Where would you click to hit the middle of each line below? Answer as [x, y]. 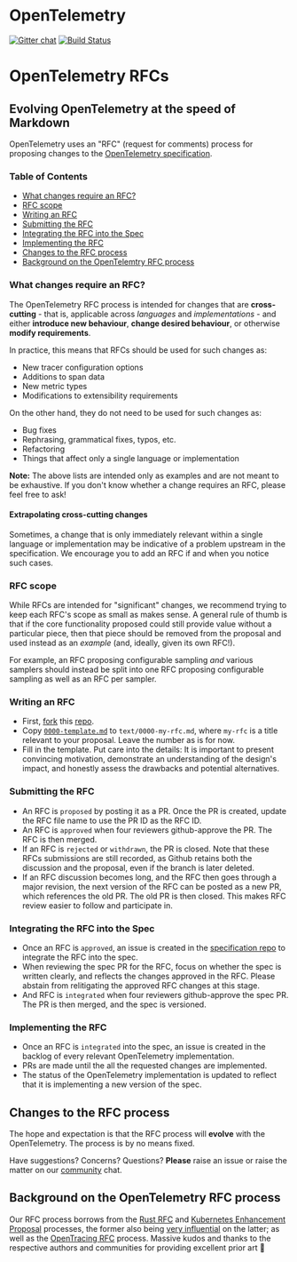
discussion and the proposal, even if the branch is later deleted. [138, 867]
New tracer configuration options [82, 367]
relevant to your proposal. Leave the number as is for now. [128, 740]
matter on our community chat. [66, 1170]
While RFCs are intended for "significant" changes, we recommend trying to [148, 605]
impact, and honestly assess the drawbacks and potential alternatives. [151, 769]
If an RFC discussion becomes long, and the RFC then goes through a [149, 877]
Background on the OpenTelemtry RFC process [108, 262]
